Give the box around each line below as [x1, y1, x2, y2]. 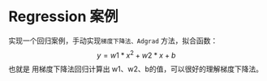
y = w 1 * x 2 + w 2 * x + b [97, 49, 176, 60]
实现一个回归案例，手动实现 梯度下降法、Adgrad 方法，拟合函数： [8, 36, 218, 45]
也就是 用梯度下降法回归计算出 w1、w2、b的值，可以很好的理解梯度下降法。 [8, 64, 264, 74]
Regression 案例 [8, 7, 119, 26]
